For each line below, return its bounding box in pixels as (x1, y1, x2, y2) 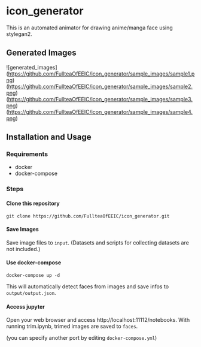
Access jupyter (6, 303, 45, 310)
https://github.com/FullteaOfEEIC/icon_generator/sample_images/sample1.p (8, 70, 195, 77)
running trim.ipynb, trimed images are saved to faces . (6, 322, 138, 330)
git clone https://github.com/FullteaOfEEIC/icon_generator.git (6, 213, 170, 219)
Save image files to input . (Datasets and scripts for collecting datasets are (6, 239, 190, 246)
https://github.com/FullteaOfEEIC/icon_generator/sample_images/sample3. (8, 95, 193, 102)
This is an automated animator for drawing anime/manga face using (6, 24, 173, 31)
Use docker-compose (6, 259, 62, 266)
